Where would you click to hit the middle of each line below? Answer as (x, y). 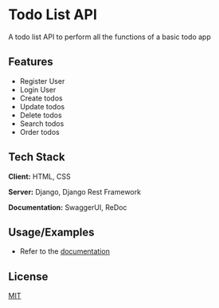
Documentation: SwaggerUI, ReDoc (68, 207)
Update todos (42, 106)
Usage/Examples (51, 232)
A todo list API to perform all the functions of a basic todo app (109, 37)
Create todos (41, 98)
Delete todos (41, 115)
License (28, 276)
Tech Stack (37, 157)
